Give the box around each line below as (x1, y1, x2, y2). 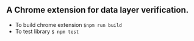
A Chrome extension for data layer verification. (6, 5, 189, 15)
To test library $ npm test (15, 28, 79, 35)
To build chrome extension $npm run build (15, 21, 122, 28)
